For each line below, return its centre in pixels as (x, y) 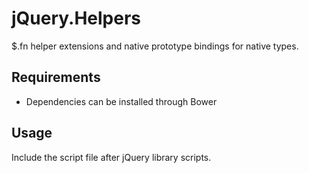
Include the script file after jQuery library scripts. (111, 157)
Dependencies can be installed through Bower (121, 101)
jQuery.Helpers (76, 18)
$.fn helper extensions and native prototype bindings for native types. (155, 46)
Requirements (56, 77)
